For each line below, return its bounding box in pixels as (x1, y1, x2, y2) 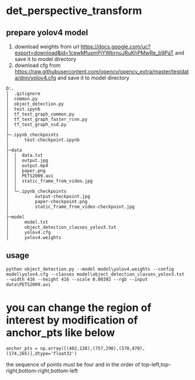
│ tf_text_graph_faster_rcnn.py (6, 116, 88, 122)
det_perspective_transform (6, 4, 142, 18)
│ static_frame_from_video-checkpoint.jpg (6, 204, 135, 210)
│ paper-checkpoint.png (6, 199, 88, 204)
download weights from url (14, 43, 80, 50)
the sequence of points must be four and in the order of (6, 361, 141, 368)
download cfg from (14, 62, 61, 69)
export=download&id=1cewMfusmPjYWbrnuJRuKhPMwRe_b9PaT (14, 49, 174, 56)
